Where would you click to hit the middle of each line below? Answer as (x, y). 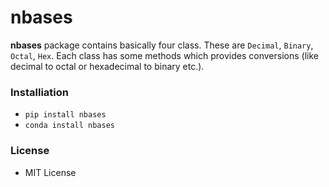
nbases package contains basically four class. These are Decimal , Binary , (162, 45)
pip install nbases (65, 115)
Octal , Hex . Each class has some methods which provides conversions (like (164, 55)
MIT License (50, 172)
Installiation (39, 92)
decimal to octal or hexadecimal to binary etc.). (107, 66)
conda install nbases (69, 126)
